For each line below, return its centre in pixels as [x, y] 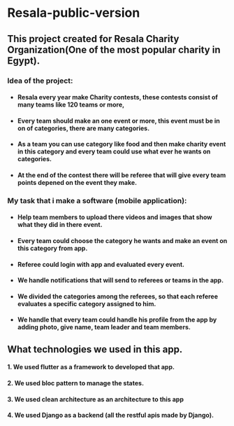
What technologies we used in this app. [95, 349]
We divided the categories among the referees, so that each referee [118, 296]
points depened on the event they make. [77, 182]
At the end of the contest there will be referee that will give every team [122, 175]
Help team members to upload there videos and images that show [115, 217]
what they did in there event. [60, 225]
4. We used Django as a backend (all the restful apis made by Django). [111, 415]
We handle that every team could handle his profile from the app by [117, 319]
